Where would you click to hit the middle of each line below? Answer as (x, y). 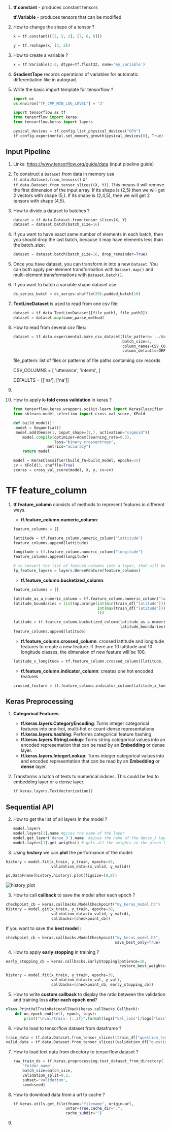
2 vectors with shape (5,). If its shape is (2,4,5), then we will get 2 (81, 195)
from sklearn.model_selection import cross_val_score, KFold (79, 414)
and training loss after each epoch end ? (55, 1000)
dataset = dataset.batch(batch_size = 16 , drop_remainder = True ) (80, 254)
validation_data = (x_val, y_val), (87, 980)
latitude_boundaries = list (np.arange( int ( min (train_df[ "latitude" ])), (90, 604)
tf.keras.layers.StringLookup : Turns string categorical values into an (93, 740)
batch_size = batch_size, (47, 1071)
